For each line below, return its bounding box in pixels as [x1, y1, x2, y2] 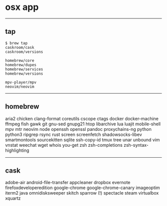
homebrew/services [5, 67, 43, 72]
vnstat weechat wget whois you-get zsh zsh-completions [5, 142, 123, 148]
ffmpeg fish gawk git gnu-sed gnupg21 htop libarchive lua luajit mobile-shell [5, 121, 161, 127]
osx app [5, 1, 39, 13]
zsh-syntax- [123, 142, 149, 148]
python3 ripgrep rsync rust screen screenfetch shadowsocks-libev [5, 131, 143, 137]
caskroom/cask [5, 45, 35, 50]
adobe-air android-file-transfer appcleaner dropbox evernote [5, 180, 131, 186]
